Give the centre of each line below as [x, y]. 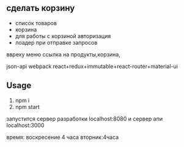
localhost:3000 [25, 125]
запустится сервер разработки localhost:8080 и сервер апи [85, 119]
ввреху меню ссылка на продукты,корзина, [63, 54]
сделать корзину [41, 8]
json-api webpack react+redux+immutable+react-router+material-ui [92, 66]
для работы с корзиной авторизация [63, 36]
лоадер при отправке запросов [56, 42]
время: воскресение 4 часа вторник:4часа [63, 137]
